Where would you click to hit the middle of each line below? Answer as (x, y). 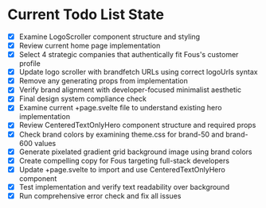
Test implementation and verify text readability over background (124, 187)
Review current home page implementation (90, 46)
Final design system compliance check (83, 99)
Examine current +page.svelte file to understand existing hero (120, 108)
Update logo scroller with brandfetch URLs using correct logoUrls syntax (138, 72)
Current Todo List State (86, 15)
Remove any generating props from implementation (103, 81)
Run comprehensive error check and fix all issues (100, 195)
